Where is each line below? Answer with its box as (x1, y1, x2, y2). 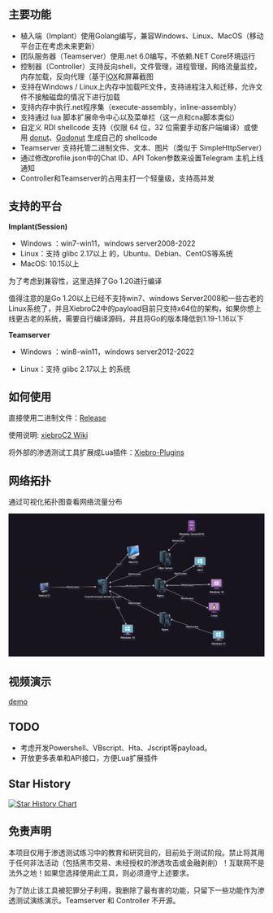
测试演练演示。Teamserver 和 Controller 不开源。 (15, 895, 180, 905)
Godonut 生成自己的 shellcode (55, 133, 158, 142)
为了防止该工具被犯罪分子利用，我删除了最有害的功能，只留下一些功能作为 (8, 885, 258, 895)
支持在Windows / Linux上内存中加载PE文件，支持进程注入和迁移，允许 (19, 81, 256, 91)
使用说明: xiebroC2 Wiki (8, 430, 89, 440)
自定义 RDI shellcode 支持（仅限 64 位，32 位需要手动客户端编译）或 (19, 122, 251, 132)
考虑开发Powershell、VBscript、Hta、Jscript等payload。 (19, 743, 212, 753)
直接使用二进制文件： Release (8, 413, 107, 423)
